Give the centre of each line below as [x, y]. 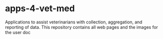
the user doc [18, 32]
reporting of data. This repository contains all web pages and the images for [81, 27]
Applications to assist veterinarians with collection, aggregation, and [74, 22]
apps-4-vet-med [40, 9]
